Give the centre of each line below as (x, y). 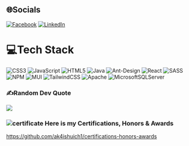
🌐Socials (23, 10)
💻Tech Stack (40, 50)
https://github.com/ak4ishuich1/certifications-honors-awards (82, 136)
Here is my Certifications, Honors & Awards (109, 123)
